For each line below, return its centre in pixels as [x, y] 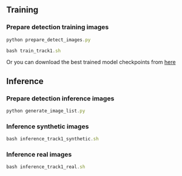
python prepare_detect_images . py [49, 40]
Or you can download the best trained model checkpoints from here [91, 62]
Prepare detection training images [58, 27]
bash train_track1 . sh [34, 51]
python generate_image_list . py [46, 111]
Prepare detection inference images [60, 98]
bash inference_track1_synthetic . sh [52, 139]
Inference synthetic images [48, 126]
